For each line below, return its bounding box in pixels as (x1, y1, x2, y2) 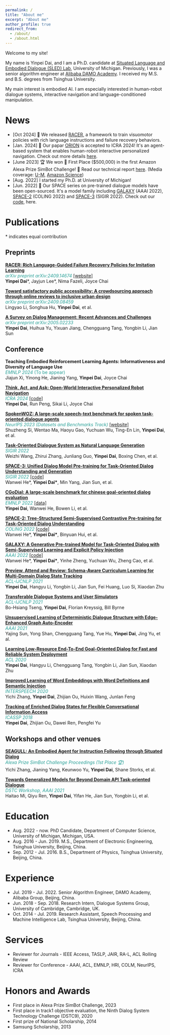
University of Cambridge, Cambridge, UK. (12, 905, 100, 912)
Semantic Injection (5, 683, 46, 689)
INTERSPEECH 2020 (5, 688, 48, 694)
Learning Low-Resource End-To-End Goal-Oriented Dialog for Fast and (5, 646, 157, 652)
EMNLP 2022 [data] (5, 500, 47, 506)
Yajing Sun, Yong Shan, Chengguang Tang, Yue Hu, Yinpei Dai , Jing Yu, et (5, 631, 161, 637)
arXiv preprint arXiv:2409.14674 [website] (5, 272, 93, 278)
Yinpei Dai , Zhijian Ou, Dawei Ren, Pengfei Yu (5, 720, 101, 726)
